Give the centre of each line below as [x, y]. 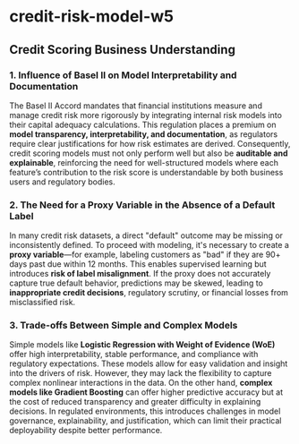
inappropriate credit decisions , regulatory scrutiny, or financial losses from [149, 293]
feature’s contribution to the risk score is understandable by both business [146, 172]
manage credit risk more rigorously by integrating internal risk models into [145, 115]
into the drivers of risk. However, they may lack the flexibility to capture [141, 373]
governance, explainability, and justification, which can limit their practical [145, 421]
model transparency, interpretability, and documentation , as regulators [144, 134]
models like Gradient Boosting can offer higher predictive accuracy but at [146, 392]
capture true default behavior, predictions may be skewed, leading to [137, 283]
